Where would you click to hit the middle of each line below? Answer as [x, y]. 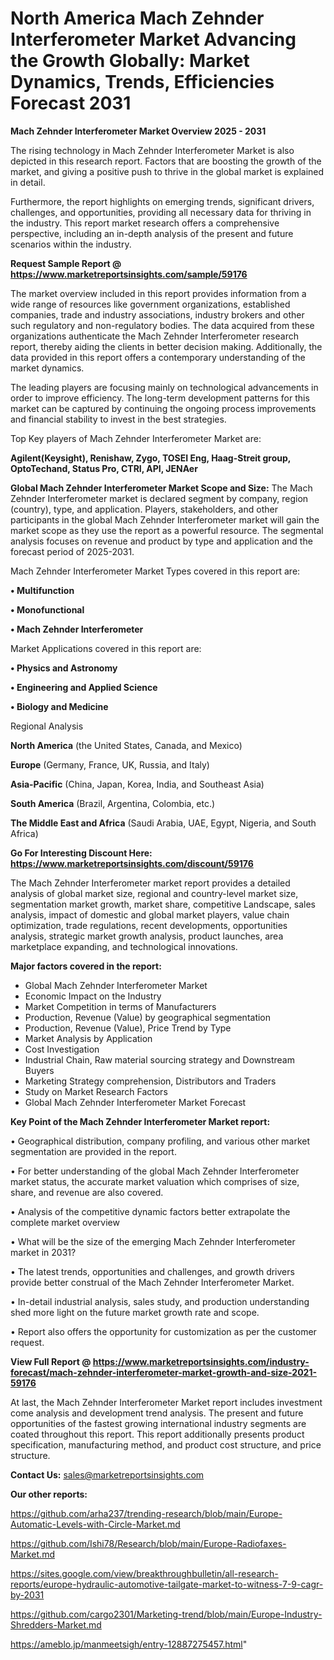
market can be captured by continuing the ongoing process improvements [163, 408]
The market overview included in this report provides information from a [158, 293]
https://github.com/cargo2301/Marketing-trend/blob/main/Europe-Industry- [166, 1614]
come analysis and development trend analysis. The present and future [157, 1413]
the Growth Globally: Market [130, 61]
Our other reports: [49, 1494]
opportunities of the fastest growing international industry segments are [158, 1423]
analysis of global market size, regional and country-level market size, [154, 893]
